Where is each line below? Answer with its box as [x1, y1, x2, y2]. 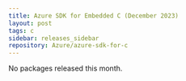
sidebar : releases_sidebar [8, 34, 99, 43]
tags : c [8, 26, 35, 34]
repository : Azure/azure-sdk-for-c [8, 42, 129, 50]
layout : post [8, 19, 53, 27]
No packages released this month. [8, 63, 123, 73]
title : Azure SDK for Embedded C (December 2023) [8, 11, 180, 20]
